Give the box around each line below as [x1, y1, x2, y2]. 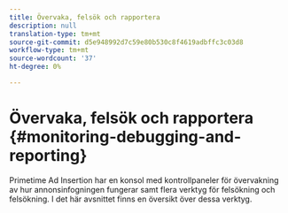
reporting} [9, 146, 88, 166]
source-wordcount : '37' [9, 54, 97, 63]
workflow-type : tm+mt [9, 46, 90, 55]
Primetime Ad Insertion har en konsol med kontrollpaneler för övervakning [9, 174, 279, 186]
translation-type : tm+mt [9, 29, 101, 38]
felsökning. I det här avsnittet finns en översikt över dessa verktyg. [9, 194, 253, 204]
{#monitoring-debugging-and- [9, 127, 242, 147]
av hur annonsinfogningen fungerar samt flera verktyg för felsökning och [9, 184, 276, 194]
